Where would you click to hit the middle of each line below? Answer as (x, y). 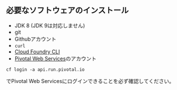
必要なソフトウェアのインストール (67, 10)
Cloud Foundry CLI (37, 52)
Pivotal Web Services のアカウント (55, 58)
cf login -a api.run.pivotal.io (45, 69)
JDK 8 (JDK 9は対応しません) (50, 26)
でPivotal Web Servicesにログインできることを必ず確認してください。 (90, 81)
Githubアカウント (35, 39)
